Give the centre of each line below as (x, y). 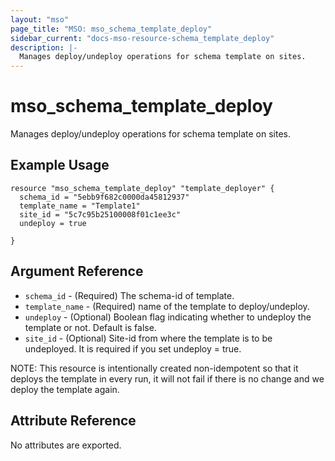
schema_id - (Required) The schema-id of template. (129, 295)
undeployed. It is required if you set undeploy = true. (133, 348)
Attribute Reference (73, 421)
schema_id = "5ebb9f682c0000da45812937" (104, 197)
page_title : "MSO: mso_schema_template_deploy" (111, 29)
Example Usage (60, 165)
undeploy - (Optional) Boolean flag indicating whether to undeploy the (168, 317)
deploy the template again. (65, 389)
